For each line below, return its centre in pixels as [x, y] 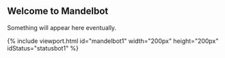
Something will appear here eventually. [62, 27]
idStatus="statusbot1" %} [43, 48]
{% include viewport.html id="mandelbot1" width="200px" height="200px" [113, 41]
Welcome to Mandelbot [58, 11]
